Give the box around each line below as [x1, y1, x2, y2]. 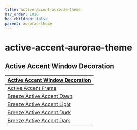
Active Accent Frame [7, 85, 57, 92]
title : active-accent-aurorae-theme [5, 7, 81, 12]
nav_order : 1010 [5, 12, 39, 17]
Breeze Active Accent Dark [7, 117, 70, 124]
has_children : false [5, 16, 48, 21]
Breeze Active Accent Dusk [7, 109, 71, 116]
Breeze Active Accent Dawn [7, 93, 73, 100]
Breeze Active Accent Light [7, 101, 71, 108]
